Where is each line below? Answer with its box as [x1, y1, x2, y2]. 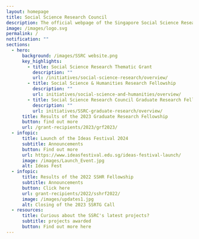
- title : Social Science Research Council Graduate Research [27, 97, 182, 103]
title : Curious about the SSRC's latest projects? [21, 213, 150, 219]
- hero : [11, 47, 31, 53]
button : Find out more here [21, 224, 92, 230]
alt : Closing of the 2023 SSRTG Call [21, 202, 115, 208]
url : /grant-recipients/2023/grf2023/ [21, 125, 118, 130]
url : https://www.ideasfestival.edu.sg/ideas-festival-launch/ [21, 152, 182, 158]
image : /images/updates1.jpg [21, 196, 94, 202]
